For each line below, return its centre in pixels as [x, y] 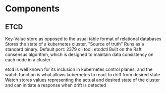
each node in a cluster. [28, 60]
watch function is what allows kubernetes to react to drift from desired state [83, 74]
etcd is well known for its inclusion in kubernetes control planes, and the [79, 69]
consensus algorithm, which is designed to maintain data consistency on [79, 54]
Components [32, 9]
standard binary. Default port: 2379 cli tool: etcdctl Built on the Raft [74, 49]
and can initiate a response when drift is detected [56, 85]
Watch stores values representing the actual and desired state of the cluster [83, 80]
